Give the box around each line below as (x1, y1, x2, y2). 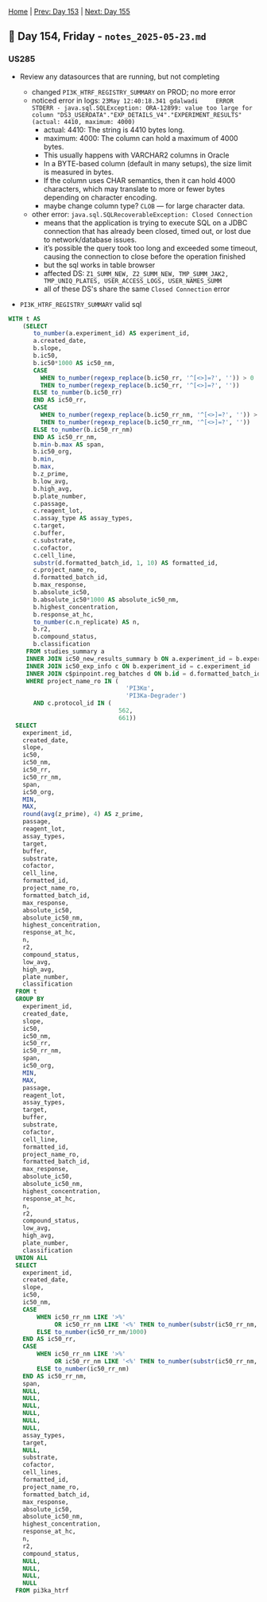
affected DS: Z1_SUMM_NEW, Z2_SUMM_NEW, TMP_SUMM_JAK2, (43, 268, 229, 278)
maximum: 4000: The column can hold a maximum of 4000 (43, 133, 238, 142)
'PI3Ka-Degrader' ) (126, 692, 187, 700)
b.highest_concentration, (33, 603, 119, 611)
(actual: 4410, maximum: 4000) (31, 118, 136, 126)
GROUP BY (15, 995, 44, 1003)
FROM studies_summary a (25, 647, 105, 655)
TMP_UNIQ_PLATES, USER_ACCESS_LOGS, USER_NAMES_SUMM (43, 277, 222, 285)
